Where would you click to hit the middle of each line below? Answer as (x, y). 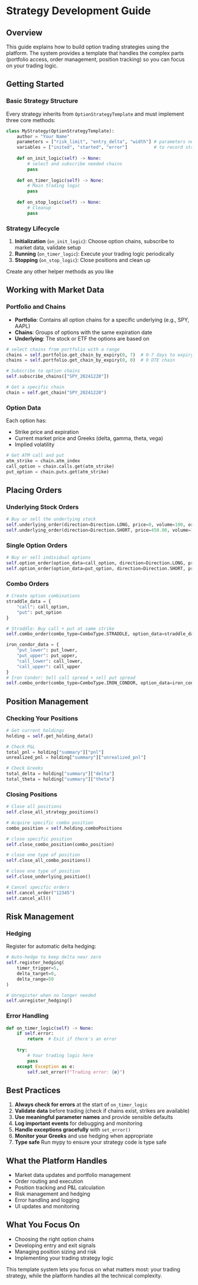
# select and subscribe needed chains (75, 164)
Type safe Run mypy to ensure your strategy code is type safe (90, 1142)
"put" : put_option (39, 612)
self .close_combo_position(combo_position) (60, 844)
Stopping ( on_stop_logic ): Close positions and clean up (82, 260)
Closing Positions (32, 794)
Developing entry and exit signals (55, 1245)
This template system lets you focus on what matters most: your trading (93, 1269)
